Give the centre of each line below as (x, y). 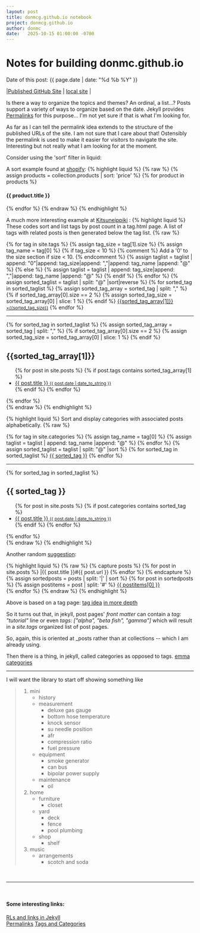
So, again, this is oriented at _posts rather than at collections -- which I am (97, 638)
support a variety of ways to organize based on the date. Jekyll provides (95, 109)
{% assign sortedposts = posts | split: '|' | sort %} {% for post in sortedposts (100, 578)
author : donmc (24, 28)
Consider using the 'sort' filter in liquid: (54, 158)
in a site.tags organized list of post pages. (57, 626)
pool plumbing (65, 830)
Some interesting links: (35, 904)
